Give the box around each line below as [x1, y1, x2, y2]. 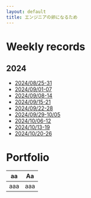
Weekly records [6, 40, 86, 54]
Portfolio [6, 150, 50, 164]
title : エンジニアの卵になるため [6, 14, 78, 20]
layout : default [6, 8, 46, 15]
